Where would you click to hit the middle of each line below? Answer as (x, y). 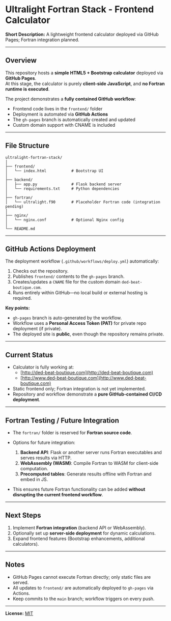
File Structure (27, 146)
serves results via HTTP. (46, 458)
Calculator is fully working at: (43, 367)
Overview (21, 60)
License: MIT (19, 613)
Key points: (18, 308)
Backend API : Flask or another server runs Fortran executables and (91, 452)
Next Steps (23, 515)
